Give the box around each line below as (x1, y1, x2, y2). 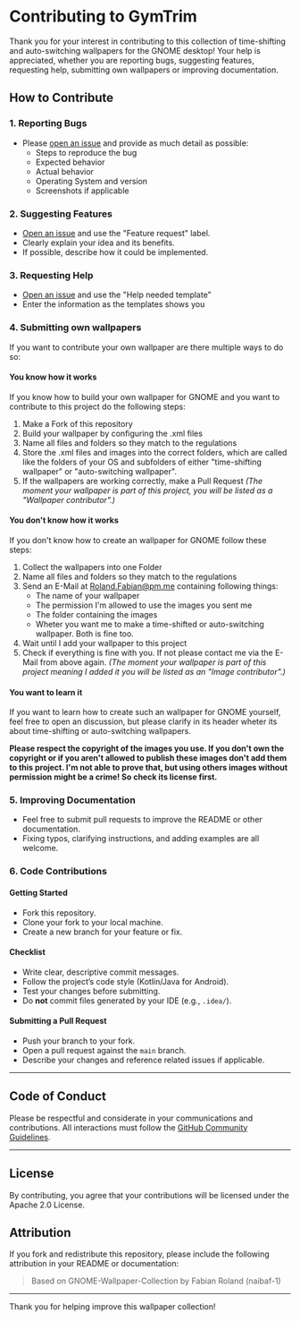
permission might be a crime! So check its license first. (9, 771, 218, 782)
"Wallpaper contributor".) (21, 494, 116, 505)
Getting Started (9, 887, 69, 898)
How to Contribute (9, 90, 114, 106)
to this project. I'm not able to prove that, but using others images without (9, 763, 288, 773)
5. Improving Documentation (9, 794, 136, 806)
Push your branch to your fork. (21, 1035, 136, 1046)
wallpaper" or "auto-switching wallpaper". (21, 465, 177, 476)
